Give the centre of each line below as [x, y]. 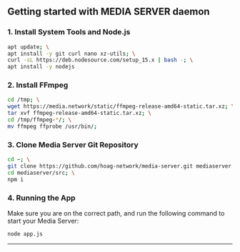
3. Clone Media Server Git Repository [73, 144]
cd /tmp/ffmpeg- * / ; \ [40, 120]
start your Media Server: [43, 221]
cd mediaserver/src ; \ [41, 173]
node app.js [25, 234]
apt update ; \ [29, 47]
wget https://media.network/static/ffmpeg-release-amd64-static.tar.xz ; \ [121, 106]
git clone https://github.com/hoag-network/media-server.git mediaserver [120, 166]
